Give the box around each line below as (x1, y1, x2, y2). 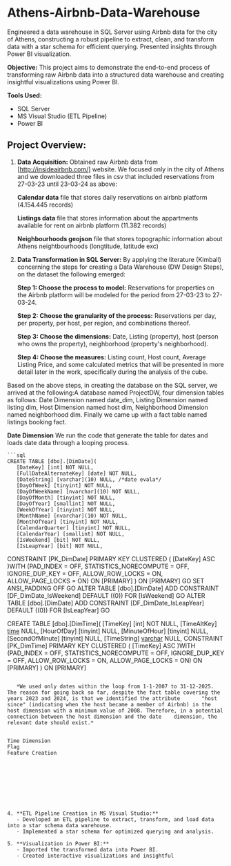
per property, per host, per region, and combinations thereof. (17, 319, 191, 327)
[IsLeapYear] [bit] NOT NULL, (16, 543, 103, 549)
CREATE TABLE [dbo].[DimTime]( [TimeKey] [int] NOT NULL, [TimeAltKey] (7, 619, 217, 628)
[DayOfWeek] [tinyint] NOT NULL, (16, 482, 112, 489)
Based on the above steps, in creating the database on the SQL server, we (7, 381, 218, 389)
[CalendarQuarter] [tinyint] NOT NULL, (16, 524, 131, 531)
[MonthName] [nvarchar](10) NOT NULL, (16, 512, 128, 519)
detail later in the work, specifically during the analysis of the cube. (17, 368, 208, 376)
